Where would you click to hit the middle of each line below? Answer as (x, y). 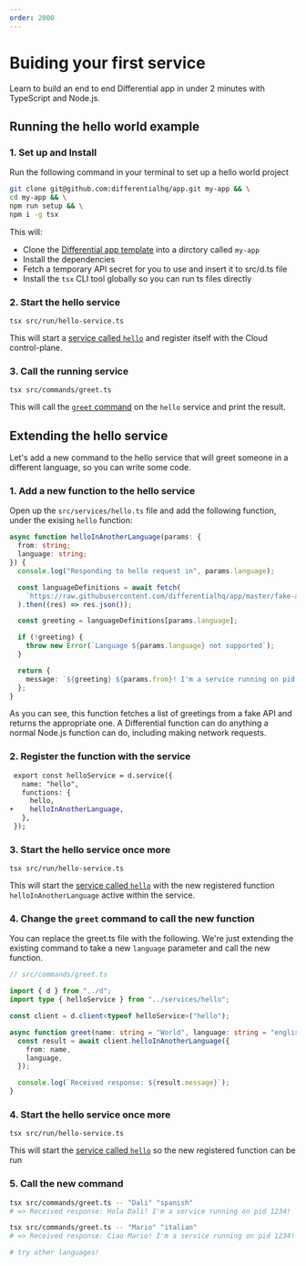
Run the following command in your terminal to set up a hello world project (149, 172)
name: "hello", (50, 784)
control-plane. (36, 348)
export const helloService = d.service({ (93, 776)
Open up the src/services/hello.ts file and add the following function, (143, 510)
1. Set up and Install (53, 152)
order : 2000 (32, 18)
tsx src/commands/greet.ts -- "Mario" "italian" (103, 1228)
